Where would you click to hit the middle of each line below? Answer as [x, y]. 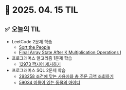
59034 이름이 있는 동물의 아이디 [50, 82]
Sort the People [35, 47]
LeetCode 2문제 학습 [32, 42]
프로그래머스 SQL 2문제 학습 [39, 70]
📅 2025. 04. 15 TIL [41, 10]
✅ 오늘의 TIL [23, 29]
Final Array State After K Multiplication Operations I [70, 52]
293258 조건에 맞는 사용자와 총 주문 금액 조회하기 [66, 76]
